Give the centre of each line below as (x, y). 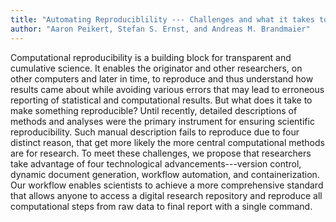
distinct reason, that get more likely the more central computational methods (167, 142)
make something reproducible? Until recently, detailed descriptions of (154, 110)
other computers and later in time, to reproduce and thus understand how (162, 78)
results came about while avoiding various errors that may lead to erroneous (167, 89)
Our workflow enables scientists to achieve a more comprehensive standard (167, 185)
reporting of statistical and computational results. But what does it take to (161, 100)
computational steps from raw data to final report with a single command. (161, 206)
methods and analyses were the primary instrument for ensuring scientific (162, 121)
